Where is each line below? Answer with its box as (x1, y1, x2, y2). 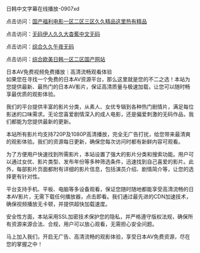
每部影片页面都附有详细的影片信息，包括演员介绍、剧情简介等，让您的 (16, 166, 189, 172)
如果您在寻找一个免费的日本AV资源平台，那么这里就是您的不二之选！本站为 (6, 76, 190, 83)
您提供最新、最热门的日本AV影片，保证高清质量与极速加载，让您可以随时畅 (6, 83, 190, 90)
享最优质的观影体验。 (6, 91, 58, 97)
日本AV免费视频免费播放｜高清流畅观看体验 (6, 68, 112, 75)
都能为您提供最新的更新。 (11, 118, 74, 125)
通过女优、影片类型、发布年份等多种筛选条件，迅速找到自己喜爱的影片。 (11, 158, 189, 165)
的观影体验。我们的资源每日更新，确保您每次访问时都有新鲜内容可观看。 (6, 138, 183, 145)
